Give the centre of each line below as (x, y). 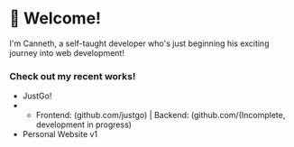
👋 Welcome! (55, 18)
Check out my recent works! (73, 76)
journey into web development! (67, 52)
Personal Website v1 (60, 134)
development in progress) (84, 124)
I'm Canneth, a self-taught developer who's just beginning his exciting (139, 43)
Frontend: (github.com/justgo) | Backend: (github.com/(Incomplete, (161, 115)
